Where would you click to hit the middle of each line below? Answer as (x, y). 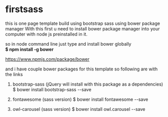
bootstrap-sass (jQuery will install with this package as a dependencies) (88, 84)
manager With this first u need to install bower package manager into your (83, 28)
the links (14, 74)
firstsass (24, 9)
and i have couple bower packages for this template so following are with (81, 69)
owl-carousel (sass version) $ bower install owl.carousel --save (79, 109)
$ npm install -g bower (30, 49)
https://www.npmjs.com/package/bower (47, 59)
